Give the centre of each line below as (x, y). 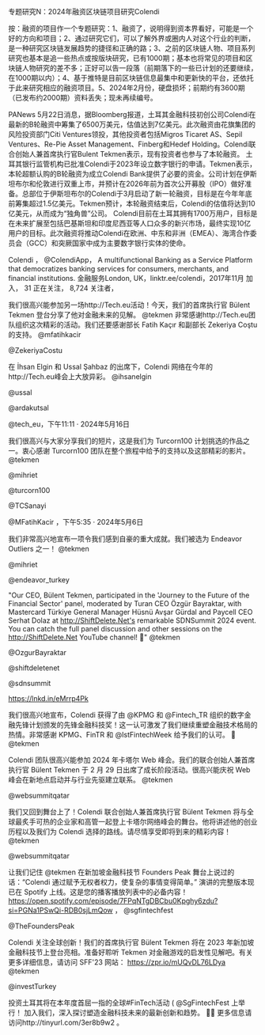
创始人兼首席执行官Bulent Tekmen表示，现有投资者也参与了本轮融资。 (129, 154)
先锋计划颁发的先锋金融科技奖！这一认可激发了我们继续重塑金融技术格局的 (136, 725)
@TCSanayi (27, 506)
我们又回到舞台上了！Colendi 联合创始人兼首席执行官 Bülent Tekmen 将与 (128, 812)
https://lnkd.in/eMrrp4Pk (48, 698)
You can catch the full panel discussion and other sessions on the (115, 629)
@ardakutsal (28, 408)
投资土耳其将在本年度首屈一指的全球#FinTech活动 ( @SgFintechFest (119, 1003)
